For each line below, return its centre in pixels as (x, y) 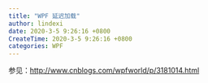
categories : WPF (36, 46)
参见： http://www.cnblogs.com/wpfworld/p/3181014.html (104, 71)
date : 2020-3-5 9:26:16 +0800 (60, 31)
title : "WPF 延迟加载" (44, 16)
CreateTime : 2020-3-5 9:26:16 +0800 (70, 39)
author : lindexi (36, 24)
